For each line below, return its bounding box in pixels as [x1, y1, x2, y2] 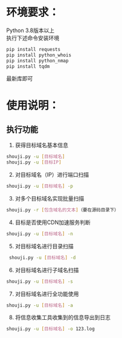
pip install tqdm [6, 63, 50, 70]
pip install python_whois [6, 52, 71, 58]
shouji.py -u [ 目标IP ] [6, 159, 62, 165]
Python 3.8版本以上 [6, 27, 55, 34]
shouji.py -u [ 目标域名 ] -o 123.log [6, 326, 95, 332]
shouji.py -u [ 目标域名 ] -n [6, 231, 74, 237]
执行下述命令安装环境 [6, 34, 59, 41]
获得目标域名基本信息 [14, 142, 68, 149]
